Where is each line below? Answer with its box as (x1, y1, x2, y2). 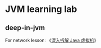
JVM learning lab (5, 3, 77, 15)
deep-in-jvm (5, 23, 45, 32)
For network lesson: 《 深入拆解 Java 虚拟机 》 (5, 37, 99, 43)
